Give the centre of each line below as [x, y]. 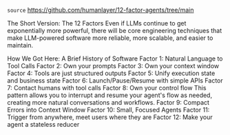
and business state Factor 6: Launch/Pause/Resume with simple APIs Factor [115, 81]
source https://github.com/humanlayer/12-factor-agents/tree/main [101, 10]
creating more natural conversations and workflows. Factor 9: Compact [108, 102]
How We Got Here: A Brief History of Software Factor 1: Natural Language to [115, 59]
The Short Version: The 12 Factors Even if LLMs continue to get [97, 23]
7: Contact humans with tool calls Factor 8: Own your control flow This [107, 88]
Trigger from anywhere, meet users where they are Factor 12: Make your [110, 117]
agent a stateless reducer [43, 124]
